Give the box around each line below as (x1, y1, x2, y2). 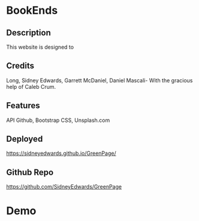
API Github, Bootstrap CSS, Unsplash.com (6, 117, 110, 124)
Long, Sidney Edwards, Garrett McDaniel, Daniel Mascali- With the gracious (6, 76, 193, 84)
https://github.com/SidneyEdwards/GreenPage (6, 183, 122, 190)
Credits (6, 61, 35, 71)
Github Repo (6, 167, 54, 177)
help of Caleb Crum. (6, 83, 56, 90)
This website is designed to (6, 43, 74, 50)
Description (6, 28, 51, 38)
